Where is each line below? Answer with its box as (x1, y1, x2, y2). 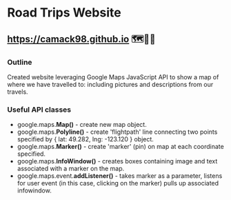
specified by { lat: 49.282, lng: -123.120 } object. (17, 135, 154, 143)
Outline (7, 57, 32, 67)
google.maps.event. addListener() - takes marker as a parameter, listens (17, 172, 223, 180)
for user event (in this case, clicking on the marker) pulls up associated (17, 179, 219, 188)
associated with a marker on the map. (17, 164, 125, 173)
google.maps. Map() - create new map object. (17, 121, 147, 129)
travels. (7, 88, 29, 96)
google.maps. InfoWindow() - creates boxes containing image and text (17, 157, 218, 166)
